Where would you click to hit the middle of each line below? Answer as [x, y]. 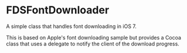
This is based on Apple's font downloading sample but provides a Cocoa [94, 37]
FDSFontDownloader [58, 10]
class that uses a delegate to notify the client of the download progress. [93, 44]
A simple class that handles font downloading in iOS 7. [71, 26]
